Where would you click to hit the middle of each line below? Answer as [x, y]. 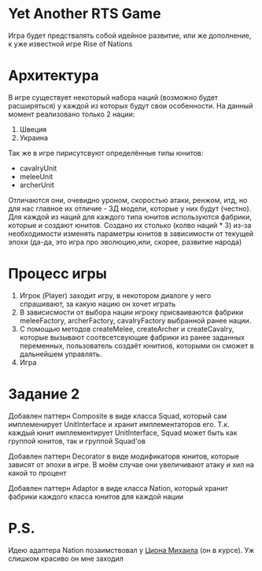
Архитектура [54, 76]
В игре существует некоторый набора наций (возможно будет [113, 97]
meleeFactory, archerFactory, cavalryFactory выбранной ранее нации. [135, 320]
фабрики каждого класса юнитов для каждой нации [96, 496]
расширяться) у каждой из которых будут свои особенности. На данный [131, 105]
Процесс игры [58, 274]
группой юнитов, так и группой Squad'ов [77, 440]
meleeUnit [36, 176]
